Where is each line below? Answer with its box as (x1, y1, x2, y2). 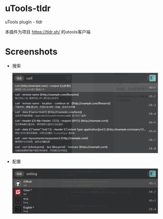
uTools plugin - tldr (5, 19, 43, 25)
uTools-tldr (5, 3, 51, 14)
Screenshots (5, 47, 58, 57)
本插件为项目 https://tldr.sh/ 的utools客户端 (5, 29, 91, 34)
